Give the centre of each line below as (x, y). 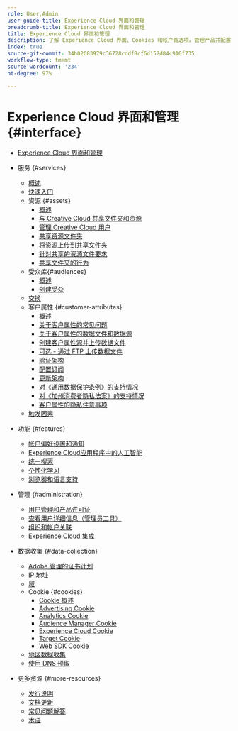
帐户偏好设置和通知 (56, 444)
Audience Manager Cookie (78, 623)
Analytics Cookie (63, 616)
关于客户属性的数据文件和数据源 (85, 334)
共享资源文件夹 (61, 236)
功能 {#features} (41, 429)
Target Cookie (59, 639)
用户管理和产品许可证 (59, 510)
